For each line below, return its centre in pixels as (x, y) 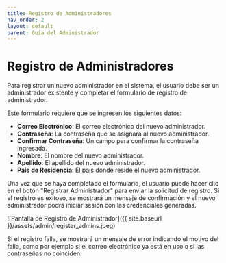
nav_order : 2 (26, 20)
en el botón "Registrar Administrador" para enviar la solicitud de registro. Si (113, 191)
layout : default (30, 26)
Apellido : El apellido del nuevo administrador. (81, 163)
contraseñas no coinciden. (45, 253)
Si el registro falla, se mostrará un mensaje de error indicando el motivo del (113, 239)
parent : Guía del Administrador (53, 33)
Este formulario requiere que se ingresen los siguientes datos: (95, 113)
